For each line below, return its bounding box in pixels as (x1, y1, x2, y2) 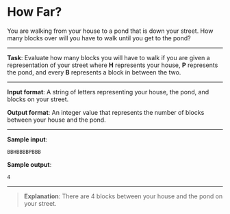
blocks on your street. (7, 95, 69, 103)
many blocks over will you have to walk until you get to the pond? (7, 34, 191, 42)
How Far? (7, 4, 62, 20)
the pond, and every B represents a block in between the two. (7, 68, 181, 76)
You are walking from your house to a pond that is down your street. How (7, 27, 214, 35)
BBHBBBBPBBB (7, 148, 41, 155)
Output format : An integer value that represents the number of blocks (7, 108, 205, 116)
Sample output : (7, 160, 52, 168)
